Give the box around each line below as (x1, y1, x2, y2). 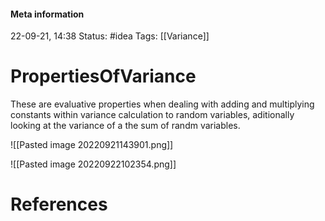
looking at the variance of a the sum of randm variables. (10, 120, 241, 132)
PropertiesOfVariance (10, 65, 197, 88)
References (10, 193, 108, 216)
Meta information (10, 8, 85, 20)
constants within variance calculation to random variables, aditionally (10, 109, 295, 121)
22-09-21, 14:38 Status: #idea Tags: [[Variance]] (10, 30, 210, 42)
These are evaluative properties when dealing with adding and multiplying (10, 98, 315, 110)
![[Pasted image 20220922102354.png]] (10, 158, 177, 170)
